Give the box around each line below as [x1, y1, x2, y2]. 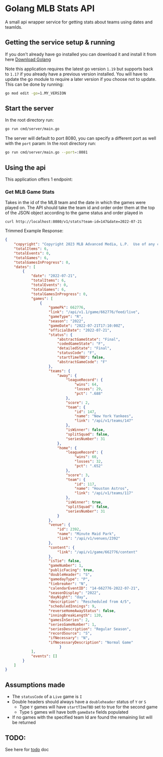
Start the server [5, 104, 54, 112]
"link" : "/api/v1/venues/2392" [57, 536, 120, 541]
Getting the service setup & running [5, 38, 115, 47]
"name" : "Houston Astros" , [74, 486, 130, 491]
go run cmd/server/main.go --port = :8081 [5, 150, 88, 155]
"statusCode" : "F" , [57, 351, 97, 355]
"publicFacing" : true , [48, 568, 95, 572]
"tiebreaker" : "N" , [48, 581, 88, 586]
